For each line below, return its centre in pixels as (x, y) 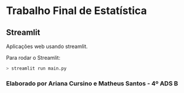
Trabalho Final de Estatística (76, 11)
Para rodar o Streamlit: (33, 58)
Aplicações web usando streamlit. (47, 46)
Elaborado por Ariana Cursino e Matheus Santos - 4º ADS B (92, 83)
